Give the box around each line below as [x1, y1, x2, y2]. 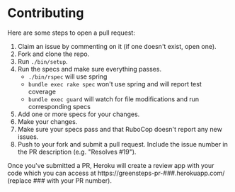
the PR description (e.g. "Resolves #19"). [17, 147, 137, 156]
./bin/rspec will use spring [28, 72, 108, 81]
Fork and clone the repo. [17, 50, 90, 58]
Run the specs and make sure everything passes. [17, 64, 161, 73]
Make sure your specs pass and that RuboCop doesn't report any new [17, 125, 223, 133]
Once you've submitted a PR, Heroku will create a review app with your [7, 161, 214, 169]
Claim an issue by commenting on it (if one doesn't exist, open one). [17, 42, 217, 50]
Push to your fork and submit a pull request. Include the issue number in [17, 140, 229, 148]
